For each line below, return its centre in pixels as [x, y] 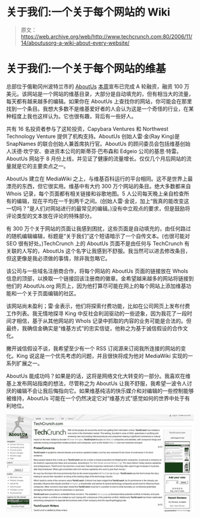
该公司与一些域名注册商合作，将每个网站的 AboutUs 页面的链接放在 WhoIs [97, 271]
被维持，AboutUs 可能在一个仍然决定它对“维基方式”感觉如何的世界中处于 [96, 398]
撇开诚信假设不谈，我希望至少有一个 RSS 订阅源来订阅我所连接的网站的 [93, 348]
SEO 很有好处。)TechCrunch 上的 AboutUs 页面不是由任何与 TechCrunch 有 [98, 243]
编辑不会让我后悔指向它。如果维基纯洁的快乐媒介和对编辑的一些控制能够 [105, 391]
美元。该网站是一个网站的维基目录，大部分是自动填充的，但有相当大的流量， [100, 93]
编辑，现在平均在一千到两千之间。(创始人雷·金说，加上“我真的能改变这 [103, 201]
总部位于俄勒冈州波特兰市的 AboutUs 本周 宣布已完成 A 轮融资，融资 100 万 [98, 86]
